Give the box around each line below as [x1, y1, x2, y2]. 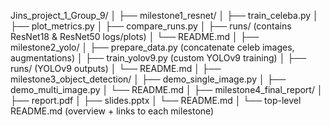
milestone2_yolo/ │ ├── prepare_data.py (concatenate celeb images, [10, 41, 295, 53]
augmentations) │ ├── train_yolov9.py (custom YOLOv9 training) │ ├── [10, 52, 307, 64]
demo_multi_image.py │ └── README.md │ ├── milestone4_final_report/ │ [10, 84, 323, 95]
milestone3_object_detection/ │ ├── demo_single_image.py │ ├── [10, 73, 287, 85]
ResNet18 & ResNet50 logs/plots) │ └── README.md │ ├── [10, 31, 260, 42]
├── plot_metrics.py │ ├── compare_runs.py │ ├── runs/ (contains [10, 20, 292, 32]
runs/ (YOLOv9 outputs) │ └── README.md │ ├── [10, 63, 222, 74]
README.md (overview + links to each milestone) [10, 105, 215, 117]
